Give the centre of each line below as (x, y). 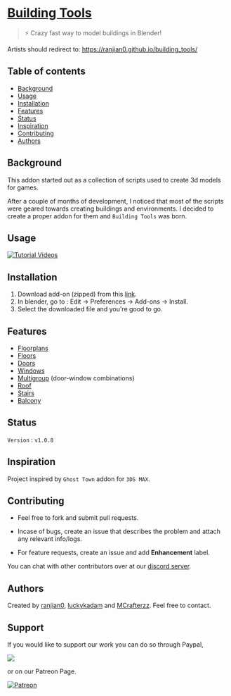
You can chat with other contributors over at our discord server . (99, 566)
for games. (23, 187)
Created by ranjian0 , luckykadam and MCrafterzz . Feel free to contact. (109, 605)
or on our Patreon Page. (42, 671)
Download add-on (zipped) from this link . (77, 294)
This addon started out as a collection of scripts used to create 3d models (114, 180)
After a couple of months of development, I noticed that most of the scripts (115, 201)
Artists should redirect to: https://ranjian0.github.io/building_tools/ (103, 49)
